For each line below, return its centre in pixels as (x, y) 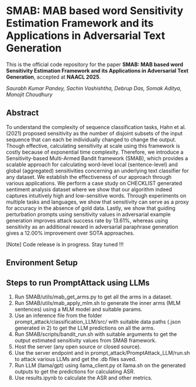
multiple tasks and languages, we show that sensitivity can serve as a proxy (97, 202)
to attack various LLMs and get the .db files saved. (75, 359)
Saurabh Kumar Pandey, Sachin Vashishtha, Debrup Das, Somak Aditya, (94, 88)
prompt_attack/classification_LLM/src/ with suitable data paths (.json (98, 321)
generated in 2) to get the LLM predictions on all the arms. (85, 328)
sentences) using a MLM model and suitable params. (78, 309)
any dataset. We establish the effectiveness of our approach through (89, 176)
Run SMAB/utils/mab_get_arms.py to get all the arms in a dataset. (93, 297)
